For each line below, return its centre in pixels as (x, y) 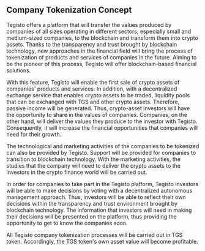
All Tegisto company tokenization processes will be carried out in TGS (95, 234)
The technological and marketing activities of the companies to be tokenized (103, 146)
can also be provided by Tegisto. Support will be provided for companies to (101, 152)
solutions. (19, 70)
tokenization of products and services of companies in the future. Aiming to (102, 57)
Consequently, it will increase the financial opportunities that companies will (102, 127)
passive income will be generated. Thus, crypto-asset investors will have (98, 108)
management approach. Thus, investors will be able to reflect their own (96, 197)
